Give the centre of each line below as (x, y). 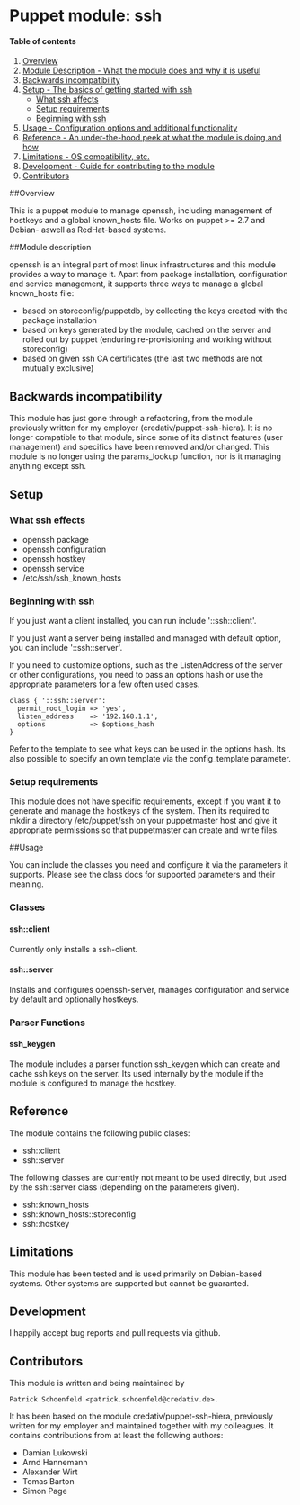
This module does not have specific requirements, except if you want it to (145, 801)
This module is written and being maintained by (97, 1383)
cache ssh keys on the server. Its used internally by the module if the (137, 1073)
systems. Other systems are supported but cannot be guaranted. (129, 1283)
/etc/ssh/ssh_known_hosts (72, 578)
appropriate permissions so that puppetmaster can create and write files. (145, 830)
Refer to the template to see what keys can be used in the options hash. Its (147, 749)
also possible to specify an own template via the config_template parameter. (150, 759)
